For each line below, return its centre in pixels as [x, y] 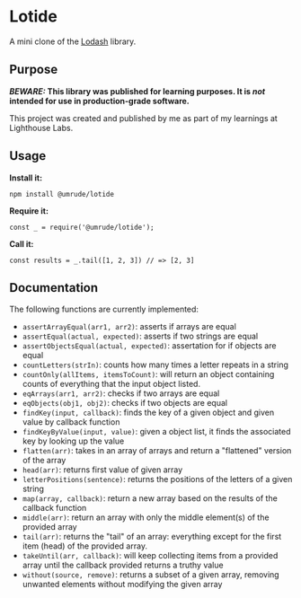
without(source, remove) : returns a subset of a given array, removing [151, 575]
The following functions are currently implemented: [104, 309]
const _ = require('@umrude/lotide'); [82, 227]
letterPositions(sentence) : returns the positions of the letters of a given [157, 479]
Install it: [26, 178]
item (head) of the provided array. [85, 546]
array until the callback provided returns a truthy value [123, 565]
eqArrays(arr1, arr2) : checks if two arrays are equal [121, 393]
